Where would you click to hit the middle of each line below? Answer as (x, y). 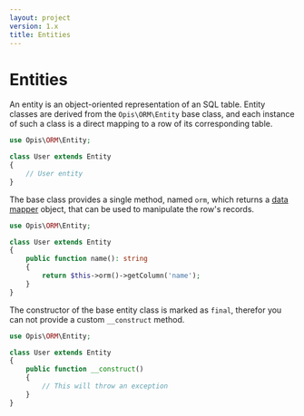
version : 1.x (34, 26)
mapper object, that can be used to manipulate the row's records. (132, 208)
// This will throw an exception (105, 386)
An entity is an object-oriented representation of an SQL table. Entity (137, 104)
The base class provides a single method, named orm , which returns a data (149, 199)
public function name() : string (87, 259)
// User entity (54, 173)
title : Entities (40, 34)
